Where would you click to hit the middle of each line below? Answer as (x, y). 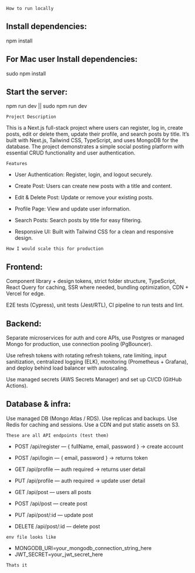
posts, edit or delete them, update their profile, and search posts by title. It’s (98, 134)
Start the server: (37, 92)
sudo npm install (26, 73)
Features (17, 164)
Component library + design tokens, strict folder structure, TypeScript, (91, 281)
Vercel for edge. (26, 294)
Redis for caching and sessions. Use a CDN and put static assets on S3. (93, 424)
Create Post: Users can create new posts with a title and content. (93, 186)
